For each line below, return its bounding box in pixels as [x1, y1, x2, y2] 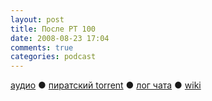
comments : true [10, 42, 74, 53]
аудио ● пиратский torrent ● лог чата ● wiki [10, 79, 202, 91]
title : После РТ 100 [10, 24, 97, 34]
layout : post [10, 14, 65, 25]
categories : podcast [10, 52, 97, 62]
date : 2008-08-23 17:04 [10, 33, 110, 43]
